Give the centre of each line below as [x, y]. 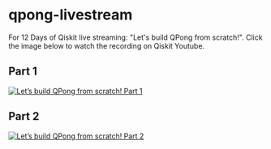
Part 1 [23, 72]
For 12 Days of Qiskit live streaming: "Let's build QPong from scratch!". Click [135, 37]
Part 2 [24, 116]
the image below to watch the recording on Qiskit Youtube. [107, 45]
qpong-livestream [71, 15]
